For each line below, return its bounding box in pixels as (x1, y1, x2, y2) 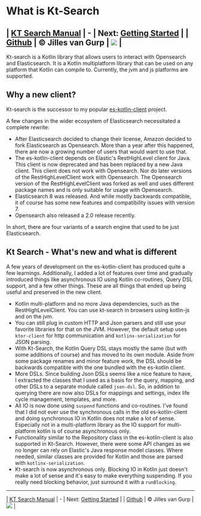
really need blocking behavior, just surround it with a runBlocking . (14, 478, 177, 485)
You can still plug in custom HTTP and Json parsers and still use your (14, 319, 187, 326)
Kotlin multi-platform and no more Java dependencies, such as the (14, 300, 179, 307)
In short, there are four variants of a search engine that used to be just (6, 223, 179, 230)
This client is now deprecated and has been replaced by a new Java (14, 161, 183, 168)
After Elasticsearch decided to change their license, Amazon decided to (14, 135, 192, 142)
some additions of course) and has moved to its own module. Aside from (14, 351, 194, 358)
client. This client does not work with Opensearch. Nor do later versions (14, 167, 192, 174)
